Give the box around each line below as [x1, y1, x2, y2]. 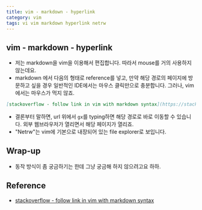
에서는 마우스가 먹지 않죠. [14, 89, 75, 97]
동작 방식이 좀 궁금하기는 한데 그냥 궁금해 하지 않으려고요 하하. [14, 162, 161, 170]
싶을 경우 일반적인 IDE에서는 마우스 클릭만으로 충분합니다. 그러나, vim [31, 82, 194, 89]
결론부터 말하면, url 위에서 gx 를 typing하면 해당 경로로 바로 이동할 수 [14, 113, 176, 121]
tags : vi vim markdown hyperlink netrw [6, 20, 106, 26]
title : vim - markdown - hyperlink [6, 8, 96, 15]
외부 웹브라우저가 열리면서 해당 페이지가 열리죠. [23, 121, 134, 128]
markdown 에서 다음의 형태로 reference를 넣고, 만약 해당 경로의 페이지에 [14, 74, 187, 81]
